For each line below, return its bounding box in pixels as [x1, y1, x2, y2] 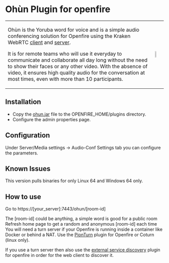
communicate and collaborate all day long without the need [8, 57, 148, 64]
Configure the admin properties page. [12, 116, 91, 122]
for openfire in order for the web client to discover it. [5, 252, 114, 258]
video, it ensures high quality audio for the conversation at [8, 69, 145, 76]
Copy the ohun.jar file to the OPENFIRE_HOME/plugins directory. [12, 111, 146, 117]
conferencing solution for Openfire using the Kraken [8, 32, 131, 39]
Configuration [5, 131, 50, 140]
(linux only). [5, 237, 30, 243]
